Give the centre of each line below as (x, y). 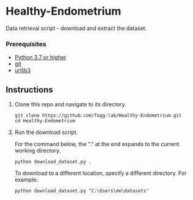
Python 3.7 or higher (40, 57)
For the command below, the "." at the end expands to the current (97, 144)
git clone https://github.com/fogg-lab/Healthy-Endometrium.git (98, 116)
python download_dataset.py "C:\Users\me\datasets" (82, 191)
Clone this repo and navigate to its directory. (70, 105)
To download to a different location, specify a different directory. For (100, 173)
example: (26, 180)
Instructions (29, 90)
